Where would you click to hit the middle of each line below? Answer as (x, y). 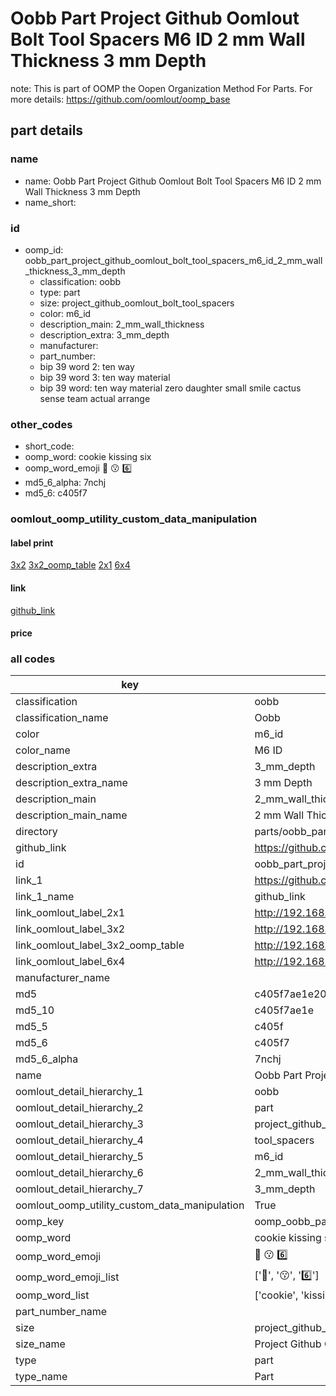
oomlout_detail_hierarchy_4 (79, 1140)
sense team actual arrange (95, 398)
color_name (43, 750)
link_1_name (45, 897)
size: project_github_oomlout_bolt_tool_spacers (137, 303)
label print (32, 543)
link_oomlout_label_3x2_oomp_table (100, 945)
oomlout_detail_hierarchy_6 (79, 1173)
